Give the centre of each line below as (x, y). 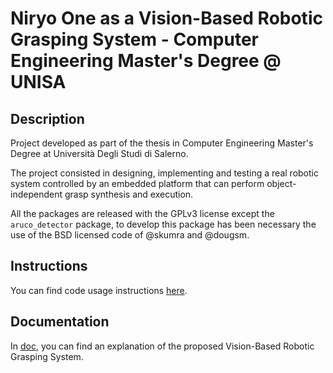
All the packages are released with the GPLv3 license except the (142, 213)
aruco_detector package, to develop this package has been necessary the (163, 224)
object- (281, 183)
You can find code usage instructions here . (99, 290)
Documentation (60, 322)
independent (36, 194)
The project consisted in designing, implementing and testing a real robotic (164, 173)
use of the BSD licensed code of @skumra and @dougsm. (130, 235)
